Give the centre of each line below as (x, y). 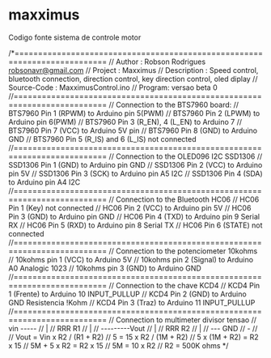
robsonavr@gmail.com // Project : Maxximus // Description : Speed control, (133, 70)
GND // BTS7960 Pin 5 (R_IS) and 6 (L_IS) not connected (102, 139)
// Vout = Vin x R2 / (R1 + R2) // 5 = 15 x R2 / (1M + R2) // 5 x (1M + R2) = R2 (133, 337)
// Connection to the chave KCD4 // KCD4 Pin (184, 285)
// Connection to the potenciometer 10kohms (183, 251)
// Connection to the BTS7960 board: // (174, 104)
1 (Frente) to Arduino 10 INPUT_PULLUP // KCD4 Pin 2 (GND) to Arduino (127, 294)
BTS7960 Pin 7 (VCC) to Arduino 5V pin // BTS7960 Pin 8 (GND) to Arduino (133, 130)
